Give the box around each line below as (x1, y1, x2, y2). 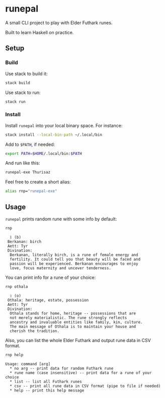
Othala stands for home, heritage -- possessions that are (10, 310, 136, 316)
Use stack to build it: (5, 70, 48, 76)
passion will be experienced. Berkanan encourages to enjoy (10, 261, 138, 266)
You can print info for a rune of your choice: (5, 274, 96, 280)
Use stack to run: (5, 89, 41, 96)
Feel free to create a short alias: (5, 179, 71, 185)
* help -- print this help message (10, 388, 85, 393)
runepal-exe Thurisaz (5, 170, 51, 175)
